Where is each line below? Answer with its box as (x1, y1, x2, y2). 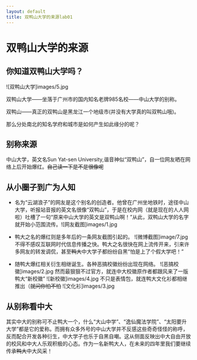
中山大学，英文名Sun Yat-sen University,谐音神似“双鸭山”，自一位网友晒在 (6, 156, 186, 163)
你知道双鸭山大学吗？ (6, 66, 83, 76)
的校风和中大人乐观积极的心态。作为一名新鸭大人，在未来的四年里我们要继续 (6, 340, 191, 347)
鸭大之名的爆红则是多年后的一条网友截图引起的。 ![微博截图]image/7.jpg (14, 233, 189, 241)
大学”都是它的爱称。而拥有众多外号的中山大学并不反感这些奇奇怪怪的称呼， (6, 325, 189, 332)
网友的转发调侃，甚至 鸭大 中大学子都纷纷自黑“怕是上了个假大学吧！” (19, 248, 184, 255)
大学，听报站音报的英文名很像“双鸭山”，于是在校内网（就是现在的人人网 (14, 206, 189, 213)
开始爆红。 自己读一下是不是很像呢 (21, 163, 104, 170)
